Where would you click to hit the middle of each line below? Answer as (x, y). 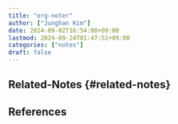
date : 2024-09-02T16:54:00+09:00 (64, 30)
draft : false (30, 52)
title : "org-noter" (41, 15)
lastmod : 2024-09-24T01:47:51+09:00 (69, 38)
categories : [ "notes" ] (46, 45)
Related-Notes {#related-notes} (90, 85)
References (38, 112)
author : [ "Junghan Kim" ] (49, 23)
